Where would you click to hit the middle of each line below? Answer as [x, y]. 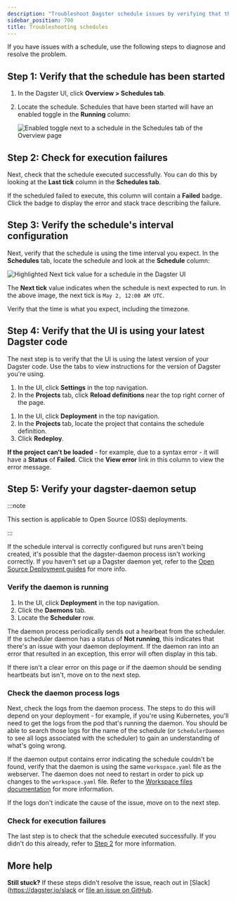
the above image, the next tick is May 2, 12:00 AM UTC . [86, 295]
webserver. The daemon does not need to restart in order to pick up [105, 774]
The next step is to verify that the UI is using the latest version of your [108, 358]
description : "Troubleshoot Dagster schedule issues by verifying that [114, 14]
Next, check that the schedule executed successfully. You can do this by [112, 174]
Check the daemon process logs [64, 693]
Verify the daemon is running [58, 588]
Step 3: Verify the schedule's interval [91, 225]
